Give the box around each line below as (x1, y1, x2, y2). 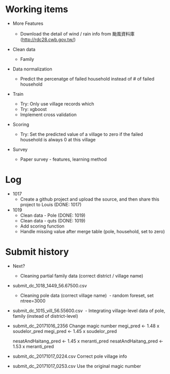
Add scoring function (20, 223, 65, 229)
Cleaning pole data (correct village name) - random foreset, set (20, 292, 154, 298)
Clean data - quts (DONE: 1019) (20, 217, 86, 223)
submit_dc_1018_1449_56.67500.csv (12, 282, 87, 288)
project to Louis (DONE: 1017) (20, 201, 82, 207)
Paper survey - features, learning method (20, 156, 107, 162)
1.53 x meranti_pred (12, 343, 54, 349)
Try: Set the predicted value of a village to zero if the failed (20, 131, 143, 137)
